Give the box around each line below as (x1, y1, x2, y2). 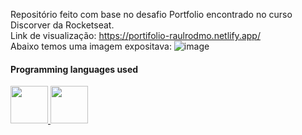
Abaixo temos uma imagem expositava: (10, 40, 172, 52)
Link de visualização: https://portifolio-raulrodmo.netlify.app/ (10, 30, 261, 41)
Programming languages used (10, 63, 139, 75)
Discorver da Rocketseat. (10, 19, 115, 31)
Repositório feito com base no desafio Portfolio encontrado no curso (10, 9, 293, 20)
